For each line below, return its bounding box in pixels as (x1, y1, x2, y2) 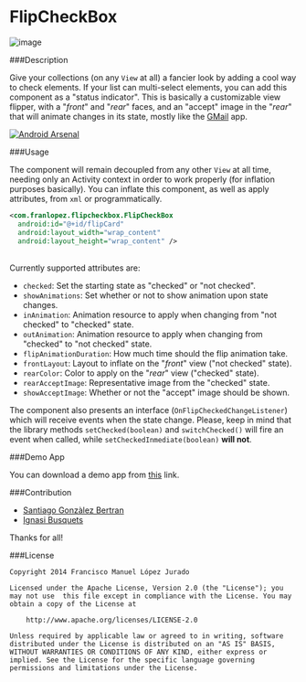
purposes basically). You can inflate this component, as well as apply (9, 183, 269, 194)
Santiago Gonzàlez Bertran (22, 505, 125, 516)
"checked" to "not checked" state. (22, 338, 153, 349)
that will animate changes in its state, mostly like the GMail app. (9, 111, 248, 122)
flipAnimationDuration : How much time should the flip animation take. (22, 348, 289, 359)
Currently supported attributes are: (9, 262, 141, 273)
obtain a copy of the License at (9, 600, 137, 609)
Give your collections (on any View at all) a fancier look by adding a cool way (9, 71, 297, 83)
